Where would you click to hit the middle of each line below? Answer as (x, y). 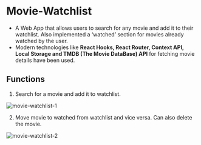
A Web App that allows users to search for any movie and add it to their (104, 28)
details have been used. (45, 60)
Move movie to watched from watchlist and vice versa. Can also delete (104, 117)
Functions (26, 79)
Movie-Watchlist (49, 11)
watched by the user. (41, 41)
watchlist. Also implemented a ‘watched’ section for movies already (99, 34)
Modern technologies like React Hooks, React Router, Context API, (99, 47)
